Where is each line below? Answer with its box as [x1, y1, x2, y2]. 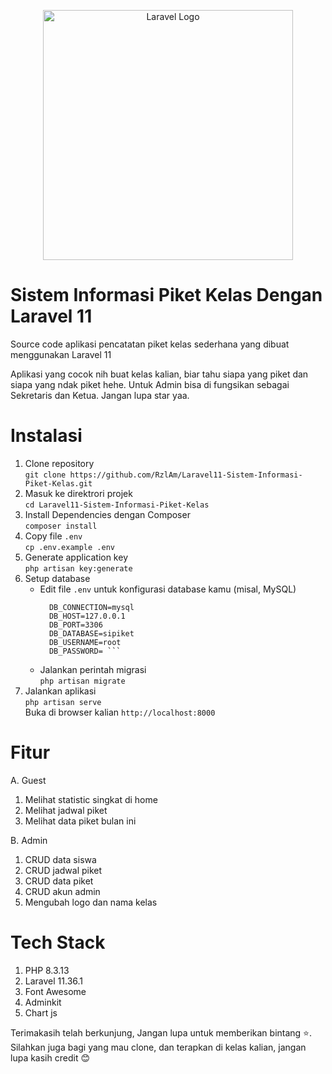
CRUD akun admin [24, 885, 101, 897]
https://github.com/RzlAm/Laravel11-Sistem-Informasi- [69, 470, 303, 480]
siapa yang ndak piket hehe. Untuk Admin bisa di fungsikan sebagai [10, 378, 290, 390]
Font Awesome [24, 985, 87, 997]
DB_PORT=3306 [48, 620, 103, 630]
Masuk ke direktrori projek [24, 487, 133, 499]
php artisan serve [24, 697, 102, 707]
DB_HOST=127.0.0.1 [48, 611, 126, 621]
